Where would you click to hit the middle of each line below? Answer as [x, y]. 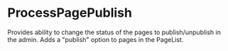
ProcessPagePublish [70, 13]
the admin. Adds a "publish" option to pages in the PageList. [96, 39]
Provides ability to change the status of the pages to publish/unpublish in [114, 32]
